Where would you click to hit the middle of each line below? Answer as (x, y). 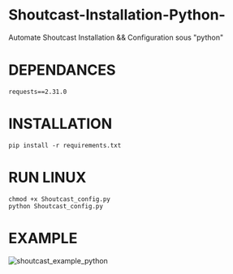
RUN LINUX (47, 178)
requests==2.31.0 (38, 92)
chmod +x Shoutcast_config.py (60, 199)
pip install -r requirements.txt (65, 145)
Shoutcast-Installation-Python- (117, 15)
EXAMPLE (43, 238)
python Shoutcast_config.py (56, 206)
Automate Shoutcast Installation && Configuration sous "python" (116, 37)
